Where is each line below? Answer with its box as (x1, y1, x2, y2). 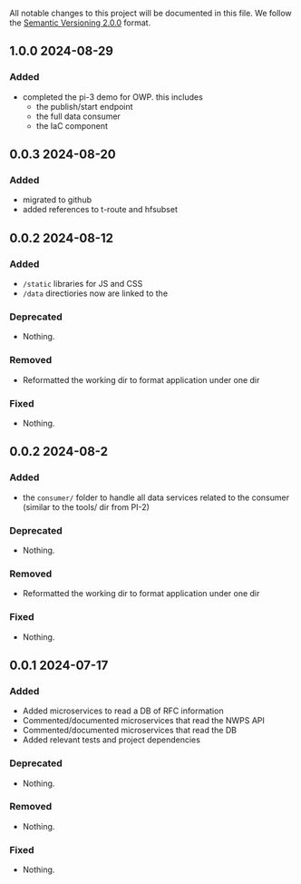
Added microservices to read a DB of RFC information (22, 705, 224, 716)
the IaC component (35, 120, 109, 131)
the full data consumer (35, 111, 121, 122)
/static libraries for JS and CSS (22, 279, 143, 290)
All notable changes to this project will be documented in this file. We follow (9, 8, 292, 18)
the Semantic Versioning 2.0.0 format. (9, 17, 151, 28)
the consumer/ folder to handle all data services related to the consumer (22, 492, 290, 503)
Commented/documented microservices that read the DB (22, 725, 238, 736)
